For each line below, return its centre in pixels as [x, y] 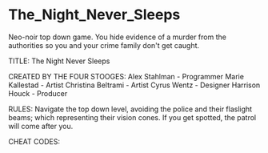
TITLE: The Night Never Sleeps [59, 61]
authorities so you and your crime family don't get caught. [104, 45]
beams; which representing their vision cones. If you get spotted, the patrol [132, 117]
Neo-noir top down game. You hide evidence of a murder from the [117, 37]
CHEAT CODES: [34, 141]
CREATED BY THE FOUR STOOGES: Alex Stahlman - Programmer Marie [126, 76]
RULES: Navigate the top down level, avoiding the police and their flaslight [130, 109]
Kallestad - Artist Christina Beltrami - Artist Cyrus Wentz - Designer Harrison [134, 85]
